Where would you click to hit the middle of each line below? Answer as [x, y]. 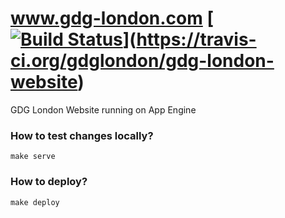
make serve [33, 157]
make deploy [35, 202]
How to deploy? [49, 182]
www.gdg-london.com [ [112, 18]
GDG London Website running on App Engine [103, 109]
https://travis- [196, 39]
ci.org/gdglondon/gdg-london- [142, 61]
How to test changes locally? [82, 135]
